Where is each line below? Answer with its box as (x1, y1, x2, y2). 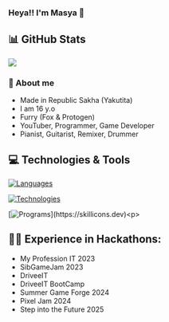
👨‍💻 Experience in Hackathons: (8, 233, 162, 246)
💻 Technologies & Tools (8, 153, 131, 167)
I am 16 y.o (19, 104, 56, 114)
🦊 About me (8, 77, 54, 88)
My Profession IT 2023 (19, 253, 96, 263)
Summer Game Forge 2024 (19, 287, 110, 297)
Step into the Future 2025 (19, 304, 104, 314)
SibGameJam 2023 (19, 262, 84, 272)
